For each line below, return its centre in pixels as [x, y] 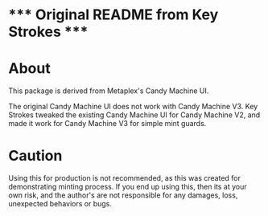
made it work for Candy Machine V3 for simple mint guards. [107, 124]
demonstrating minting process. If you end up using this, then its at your [128, 187]
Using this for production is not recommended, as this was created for [125, 178]
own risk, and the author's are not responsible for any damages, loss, [123, 195]
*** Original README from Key [113, 15]
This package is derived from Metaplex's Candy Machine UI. [109, 91]
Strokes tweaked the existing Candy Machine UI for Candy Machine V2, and [134, 115]
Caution [35, 156]
